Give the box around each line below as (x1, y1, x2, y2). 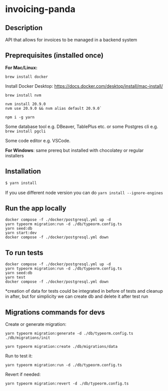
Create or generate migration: (5, 321, 67, 327)
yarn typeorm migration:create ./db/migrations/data (5, 344, 118, 349)
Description (5, 24, 43, 32)
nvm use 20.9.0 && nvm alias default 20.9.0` (5, 106, 102, 111)
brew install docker (5, 74, 49, 79)
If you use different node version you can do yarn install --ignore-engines (5, 189, 163, 195)
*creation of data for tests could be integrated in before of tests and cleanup (5, 288, 163, 294)
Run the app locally (5, 204, 67, 213)
